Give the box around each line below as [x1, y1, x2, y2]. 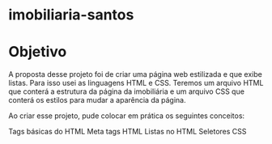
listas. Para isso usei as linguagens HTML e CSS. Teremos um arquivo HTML [8, 78, 264, 88]
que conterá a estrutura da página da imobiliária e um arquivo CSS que [8, 87, 245, 96]
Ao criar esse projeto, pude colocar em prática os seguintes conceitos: [8, 111, 245, 121]
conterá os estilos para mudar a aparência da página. [8, 95, 186, 105]
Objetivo [8, 43, 67, 61]
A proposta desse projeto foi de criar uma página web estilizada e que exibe [8, 70, 263, 79]
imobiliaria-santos [8, 6, 134, 24]
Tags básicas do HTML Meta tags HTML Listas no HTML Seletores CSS [8, 127, 247, 137]
